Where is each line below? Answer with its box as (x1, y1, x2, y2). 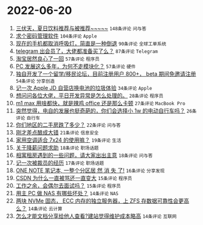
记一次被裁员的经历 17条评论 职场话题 (15, 159, 105, 166)
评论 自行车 (15, 115, 41, 121)
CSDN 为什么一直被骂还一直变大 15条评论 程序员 (15, 174, 132, 181)
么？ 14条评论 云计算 (15, 204, 63, 212)
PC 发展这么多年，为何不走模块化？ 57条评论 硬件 (15, 62, 136, 70)
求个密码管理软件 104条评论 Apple (15, 32, 97, 40)
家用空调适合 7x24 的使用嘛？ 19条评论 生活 (15, 136, 122, 144)
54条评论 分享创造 (15, 78, 55, 84)
